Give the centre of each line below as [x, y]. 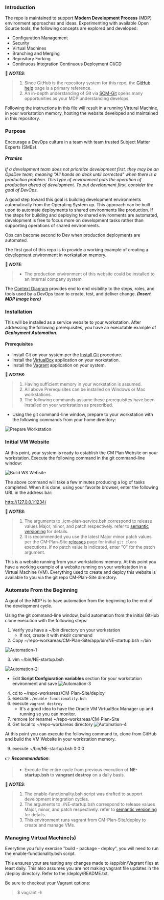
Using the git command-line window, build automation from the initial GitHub [82, 615]
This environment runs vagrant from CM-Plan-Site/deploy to [85, 820]
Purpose [15, 131]
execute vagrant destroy [37, 703]
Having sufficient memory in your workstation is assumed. [83, 384]
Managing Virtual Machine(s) [41, 838]
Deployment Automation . [31, 333]
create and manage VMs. [50, 825]
